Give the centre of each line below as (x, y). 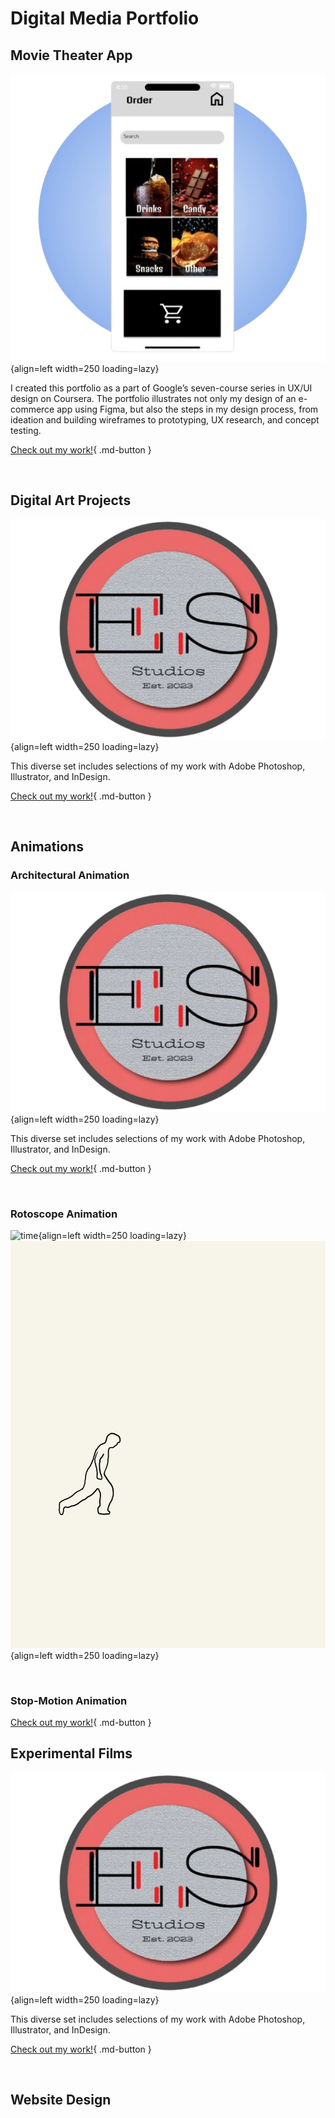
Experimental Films (71, 1753)
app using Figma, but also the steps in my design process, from (187, 409)
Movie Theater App (71, 55)
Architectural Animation (70, 875)
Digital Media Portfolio (105, 18)
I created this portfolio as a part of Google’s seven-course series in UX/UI (161, 388)
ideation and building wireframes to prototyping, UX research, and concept (165, 419)
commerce (32, 409)
